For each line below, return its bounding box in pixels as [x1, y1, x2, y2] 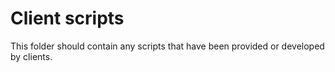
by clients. [10, 50, 53, 62]
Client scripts [10, 7, 125, 30]
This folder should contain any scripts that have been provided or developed [10, 40, 325, 52]
